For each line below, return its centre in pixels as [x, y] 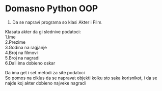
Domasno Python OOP [52, 9]
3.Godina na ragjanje [26, 47]
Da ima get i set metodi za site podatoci [45, 72]
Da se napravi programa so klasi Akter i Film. [57, 22]
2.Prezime [15, 42]
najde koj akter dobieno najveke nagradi [45, 83]
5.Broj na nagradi [22, 58]
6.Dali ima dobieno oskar [30, 63]
